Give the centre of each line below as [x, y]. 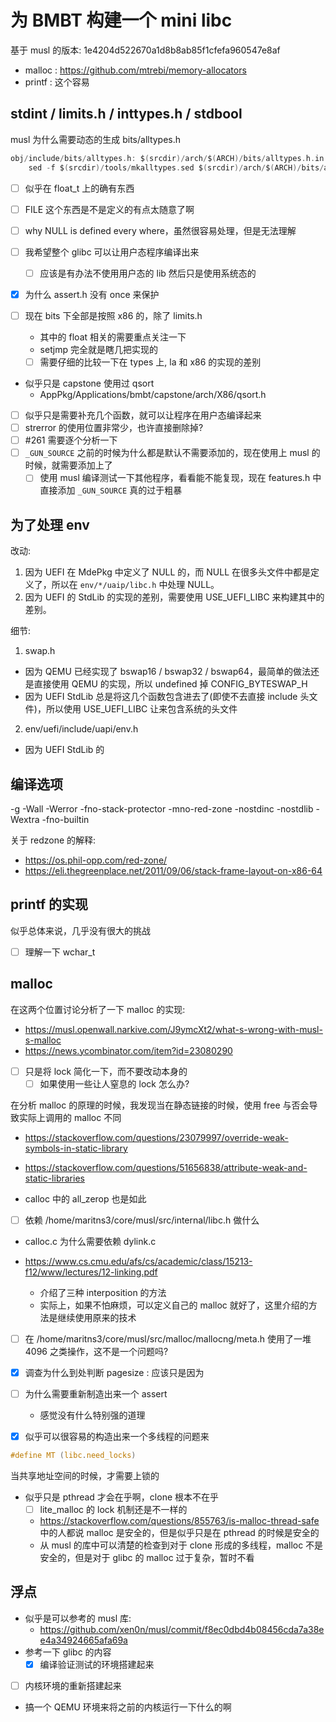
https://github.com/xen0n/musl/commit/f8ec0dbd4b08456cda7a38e [182, 1629]
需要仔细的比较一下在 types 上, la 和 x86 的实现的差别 [150, 362]
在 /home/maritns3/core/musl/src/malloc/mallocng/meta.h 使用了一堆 [168, 1338]
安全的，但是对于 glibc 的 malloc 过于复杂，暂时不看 [147, 1557]
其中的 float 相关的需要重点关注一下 [113, 337]
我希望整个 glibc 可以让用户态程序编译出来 [112, 252]
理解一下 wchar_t [60, 952]
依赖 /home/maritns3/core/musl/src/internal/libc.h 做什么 [142, 1220]
